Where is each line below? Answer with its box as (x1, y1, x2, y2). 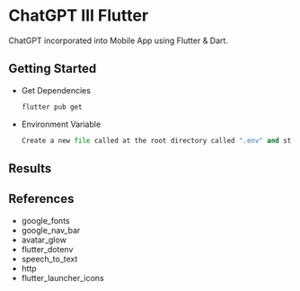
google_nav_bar (21, 225, 81, 235)
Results (8, 161, 52, 176)
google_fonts (21, 215, 70, 225)
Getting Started (8, 61, 97, 76)
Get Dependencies (21, 84, 92, 95)
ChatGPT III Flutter (8, 5, 149, 26)
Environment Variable (21, 119, 101, 129)
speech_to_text (21, 253, 78, 264)
